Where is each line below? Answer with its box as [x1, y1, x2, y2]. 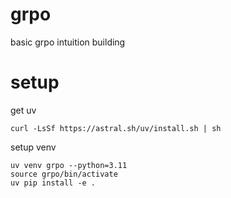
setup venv [10, 141, 57, 153]
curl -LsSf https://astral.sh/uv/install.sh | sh [10, 123, 222, 133]
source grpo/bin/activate [10, 169, 118, 179]
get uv [10, 104, 37, 116]
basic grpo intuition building [10, 36, 126, 48]
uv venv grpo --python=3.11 [10, 160, 128, 170]
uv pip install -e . [10, 178, 97, 188]
